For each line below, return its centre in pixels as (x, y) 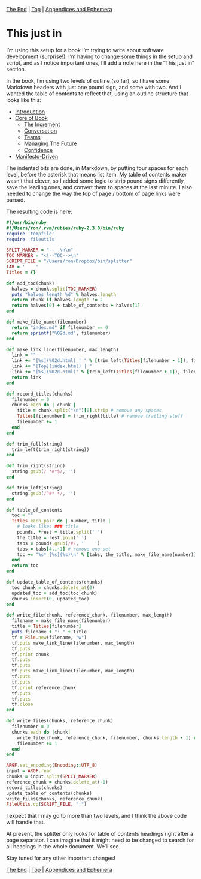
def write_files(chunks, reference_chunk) (60, 721)
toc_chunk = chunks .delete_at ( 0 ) (53, 588)
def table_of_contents (34, 510)
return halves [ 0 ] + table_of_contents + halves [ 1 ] (76, 306)
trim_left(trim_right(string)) (51, 449)
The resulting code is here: (39, 211)
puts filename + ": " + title (49, 632)
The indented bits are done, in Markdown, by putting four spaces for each (97, 168)
